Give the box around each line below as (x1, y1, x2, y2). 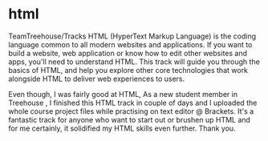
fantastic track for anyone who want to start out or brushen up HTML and (8, 115, 251, 124)
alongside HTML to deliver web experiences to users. (8, 74, 185, 83)
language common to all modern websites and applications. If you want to (8, 39, 253, 49)
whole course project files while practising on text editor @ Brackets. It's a (8, 106, 254, 116)
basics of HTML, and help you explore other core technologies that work (8, 65, 249, 75)
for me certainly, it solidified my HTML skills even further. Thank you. (8, 123, 236, 133)
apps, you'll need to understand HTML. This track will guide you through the (8, 57, 261, 66)
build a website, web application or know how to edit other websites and (8, 48, 247, 58)
